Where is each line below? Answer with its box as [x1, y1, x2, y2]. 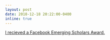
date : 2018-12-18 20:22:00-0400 [5, 12, 72, 17]
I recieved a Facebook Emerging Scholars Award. [5, 30, 105, 36]
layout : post [5, 7, 32, 12]
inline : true [5, 16, 32, 21]
